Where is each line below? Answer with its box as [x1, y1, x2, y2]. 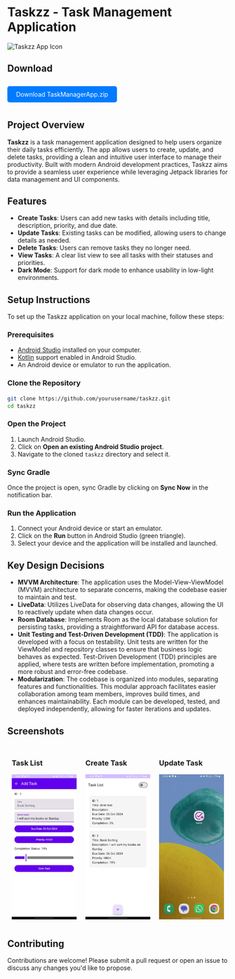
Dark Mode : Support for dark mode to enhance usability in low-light [17, 266, 214, 274]
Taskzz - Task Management [7, 4, 173, 20]
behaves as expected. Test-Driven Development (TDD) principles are [17, 653, 217, 661]
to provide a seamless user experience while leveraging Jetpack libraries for [7, 168, 228, 176]
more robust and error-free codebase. [17, 668, 128, 676]
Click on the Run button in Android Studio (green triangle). [17, 532, 186, 540]
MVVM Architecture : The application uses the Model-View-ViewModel [17, 578, 224, 586]
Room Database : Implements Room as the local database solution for [17, 615, 219, 624]
